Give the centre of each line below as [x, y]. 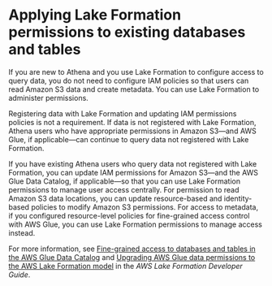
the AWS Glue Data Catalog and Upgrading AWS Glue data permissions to [132, 257]
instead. [22, 232]
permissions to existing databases [127, 32]
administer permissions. [49, 97]
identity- [238, 198]
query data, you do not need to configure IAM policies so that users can [129, 80]
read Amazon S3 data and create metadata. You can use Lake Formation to [134, 89]
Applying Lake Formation [95, 15]
